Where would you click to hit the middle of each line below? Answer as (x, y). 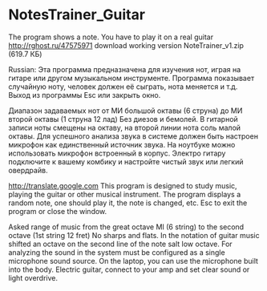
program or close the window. (58, 211)
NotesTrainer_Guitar (77, 15)
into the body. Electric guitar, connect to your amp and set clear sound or (129, 269)
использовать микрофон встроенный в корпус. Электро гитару (117, 153)
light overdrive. (33, 277)
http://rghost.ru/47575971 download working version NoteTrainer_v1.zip (126, 45)
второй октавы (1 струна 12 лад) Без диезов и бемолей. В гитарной (123, 119)
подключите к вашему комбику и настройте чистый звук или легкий (126, 161)
